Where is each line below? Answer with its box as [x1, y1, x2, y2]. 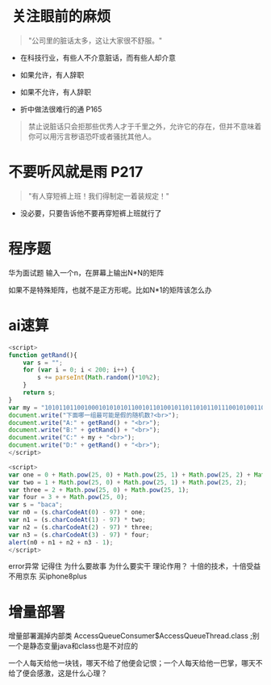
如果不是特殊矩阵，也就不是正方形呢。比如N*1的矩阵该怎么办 [8, 284, 212, 295]
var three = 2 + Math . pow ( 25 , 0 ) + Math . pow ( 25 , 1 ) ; [8, 485, 190, 494]
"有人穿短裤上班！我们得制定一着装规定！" [27, 191, 169, 200]
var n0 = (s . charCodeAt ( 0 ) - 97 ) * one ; [8, 508, 147, 517]
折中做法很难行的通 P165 [19, 104, 102, 114]
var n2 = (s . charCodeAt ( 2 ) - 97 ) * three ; [8, 523, 153, 532]
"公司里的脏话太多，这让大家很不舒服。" [27, 36, 163, 45]
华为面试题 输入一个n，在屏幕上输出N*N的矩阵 [8, 267, 165, 277]
